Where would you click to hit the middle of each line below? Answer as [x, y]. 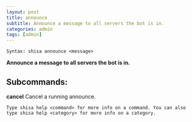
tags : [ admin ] [24, 35]
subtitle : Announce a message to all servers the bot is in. [85, 23]
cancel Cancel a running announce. [51, 96]
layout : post [23, 12]
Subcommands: [37, 82]
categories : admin [29, 29]
